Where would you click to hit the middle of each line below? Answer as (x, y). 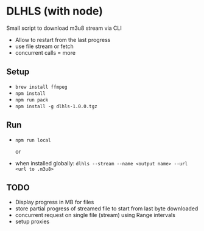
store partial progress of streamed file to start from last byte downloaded (107, 209)
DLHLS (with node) (55, 11)
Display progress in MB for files (55, 202)
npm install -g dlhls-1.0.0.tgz (56, 106)
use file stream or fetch (44, 46)
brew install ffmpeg (41, 87)
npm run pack (32, 100)
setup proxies (32, 222)
